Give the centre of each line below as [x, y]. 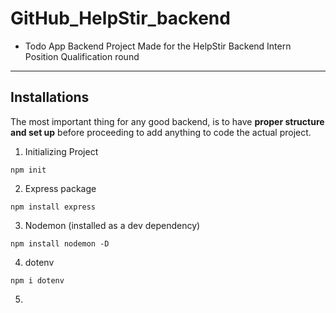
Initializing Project [61, 151]
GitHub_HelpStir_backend [120, 18]
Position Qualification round [82, 56]
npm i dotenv [37, 280]
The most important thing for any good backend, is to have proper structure [167, 121]
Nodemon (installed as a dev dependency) [112, 225]
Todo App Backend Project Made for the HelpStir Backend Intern [158, 46]
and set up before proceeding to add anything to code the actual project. [161, 132]
